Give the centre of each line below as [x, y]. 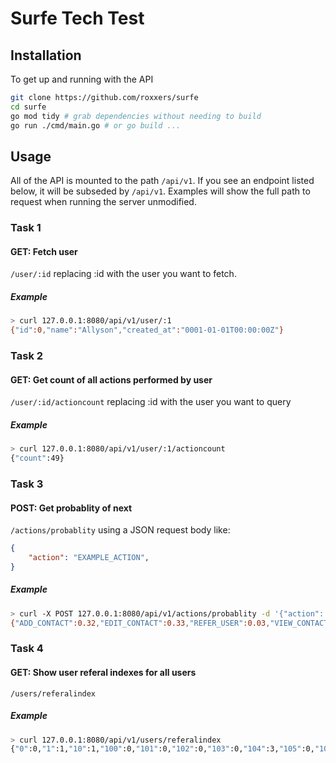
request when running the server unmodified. [103, 202]
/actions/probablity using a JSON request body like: [120, 530]
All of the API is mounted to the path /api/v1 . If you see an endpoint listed [162, 181]
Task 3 [27, 484]
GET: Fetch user [44, 251]
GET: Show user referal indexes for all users [103, 672]
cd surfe [28, 107]
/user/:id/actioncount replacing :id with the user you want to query [151, 402]
